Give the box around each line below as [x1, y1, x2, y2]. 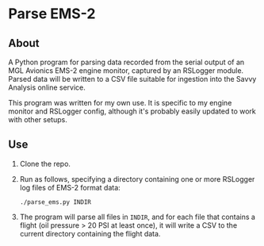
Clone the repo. [19, 159, 71, 168]
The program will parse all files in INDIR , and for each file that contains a [19, 212, 256, 221]
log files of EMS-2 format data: [19, 183, 121, 192]
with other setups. [8, 115, 67, 124]
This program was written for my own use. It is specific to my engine [8, 98, 232, 107]
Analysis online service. [8, 83, 86, 92]
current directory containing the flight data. [19, 229, 161, 238]
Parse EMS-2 [8, 5, 96, 23]
